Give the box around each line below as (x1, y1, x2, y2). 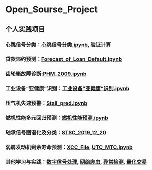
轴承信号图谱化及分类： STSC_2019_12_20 (5, 129, 107, 136)
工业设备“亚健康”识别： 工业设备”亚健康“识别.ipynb (5, 85, 130, 92)
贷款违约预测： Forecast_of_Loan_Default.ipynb (5, 56, 122, 63)
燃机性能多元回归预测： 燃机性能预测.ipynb (5, 114, 109, 121)
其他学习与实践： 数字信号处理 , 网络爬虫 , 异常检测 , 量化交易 (5, 158, 147, 165)
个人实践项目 (5, 25, 45, 33)
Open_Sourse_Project (5, 4, 98, 15)
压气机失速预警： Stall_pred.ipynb (5, 100, 88, 107)
